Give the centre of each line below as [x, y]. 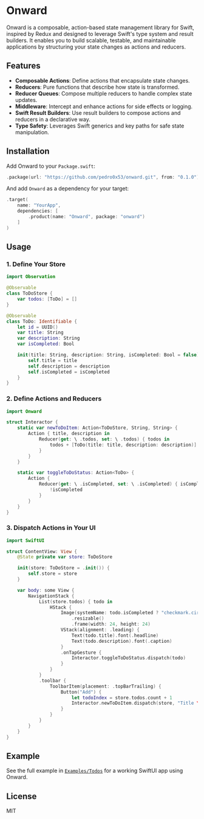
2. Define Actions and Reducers [54, 399]
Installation [28, 152]
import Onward [24, 411]
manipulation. [32, 132]
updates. [26, 100]
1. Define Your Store [36, 264]
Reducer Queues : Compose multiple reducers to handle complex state [104, 93]
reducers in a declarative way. [53, 119]
